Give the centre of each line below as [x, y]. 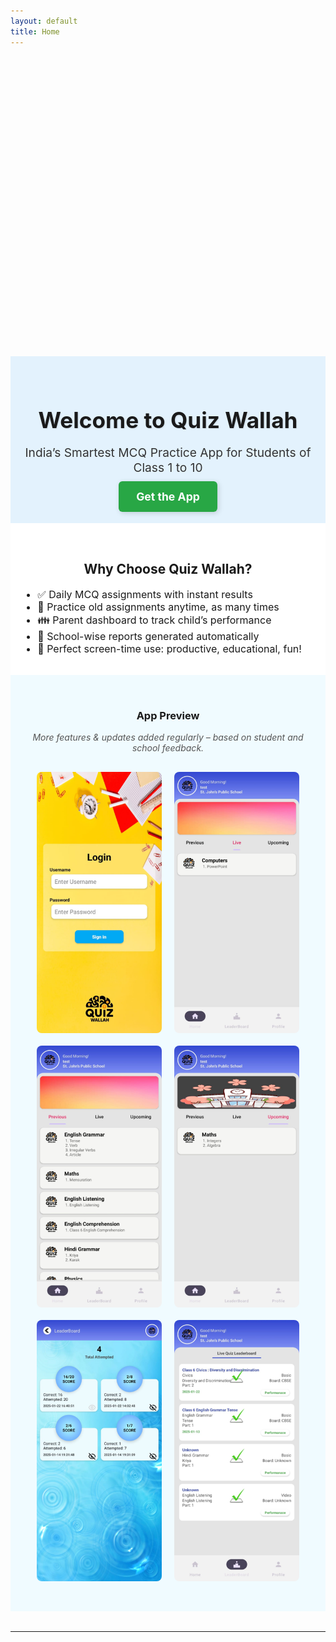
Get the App [168, 496]
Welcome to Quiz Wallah [168, 420]
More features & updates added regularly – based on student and [168, 737]
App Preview [168, 715]
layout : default [44, 21]
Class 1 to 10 [168, 467]
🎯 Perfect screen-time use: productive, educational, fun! [169, 648]
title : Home [35, 31]
